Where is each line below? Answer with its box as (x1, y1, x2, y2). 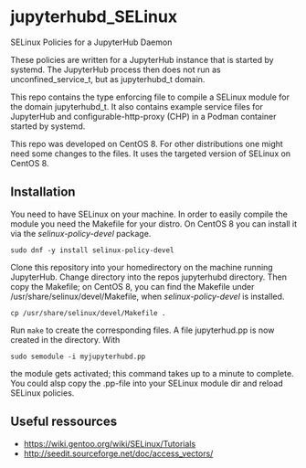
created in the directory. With (10, 334, 121, 345)
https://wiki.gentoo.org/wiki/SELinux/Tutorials (23, 438, 196, 449)
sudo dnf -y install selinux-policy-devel (10, 245, 174, 255)
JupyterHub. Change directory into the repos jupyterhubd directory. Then (10, 271, 287, 282)
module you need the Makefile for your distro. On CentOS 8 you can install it (10, 218, 298, 229)
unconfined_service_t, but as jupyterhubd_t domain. (10, 73, 206, 84)
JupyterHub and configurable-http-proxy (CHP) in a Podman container (10, 111, 277, 122)
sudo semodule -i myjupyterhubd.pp (10, 352, 146, 361)
